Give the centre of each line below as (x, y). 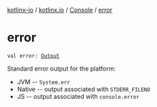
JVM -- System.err (44, 82)
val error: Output (33, 56)
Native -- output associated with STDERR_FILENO (84, 89)
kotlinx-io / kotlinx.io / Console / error (60, 10)
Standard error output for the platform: (62, 69)
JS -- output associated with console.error (78, 96)
